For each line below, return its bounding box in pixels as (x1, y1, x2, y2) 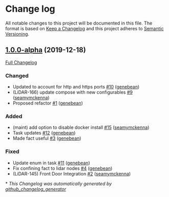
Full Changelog (5, 59, 37, 65)
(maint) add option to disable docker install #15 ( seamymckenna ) (12, 124, 150, 130)
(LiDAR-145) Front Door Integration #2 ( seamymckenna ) (12, 170, 131, 177)
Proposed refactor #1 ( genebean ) (12, 100, 83, 106)
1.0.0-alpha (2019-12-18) (5, 46, 86, 54)
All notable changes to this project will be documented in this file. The (5, 20, 153, 26)
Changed (5, 72, 29, 79)
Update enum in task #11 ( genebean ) (12, 160, 91, 166)
